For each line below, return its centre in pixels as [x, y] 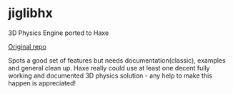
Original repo [28, 46]
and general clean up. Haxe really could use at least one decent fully [109, 68]
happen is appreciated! [42, 83]
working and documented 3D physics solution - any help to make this [110, 75]
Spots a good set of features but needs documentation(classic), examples [117, 60]
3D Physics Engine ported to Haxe [59, 33]
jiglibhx [30, 13]
